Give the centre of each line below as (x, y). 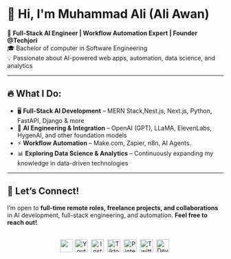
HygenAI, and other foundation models (72, 135)
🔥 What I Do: (34, 94)
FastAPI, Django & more (51, 120)
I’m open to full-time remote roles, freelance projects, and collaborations (113, 207)
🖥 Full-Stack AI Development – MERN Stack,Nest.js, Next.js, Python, (114, 111)
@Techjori (22, 40)
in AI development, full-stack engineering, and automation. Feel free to (108, 215)
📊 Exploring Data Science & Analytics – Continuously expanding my (115, 153)
